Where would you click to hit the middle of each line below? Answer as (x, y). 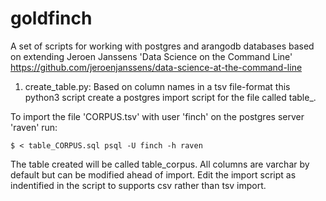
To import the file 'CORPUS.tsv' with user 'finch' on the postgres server (157, 116)
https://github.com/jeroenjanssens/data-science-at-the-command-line (156, 67)
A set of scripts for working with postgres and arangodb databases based (162, 46)
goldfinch (51, 18)
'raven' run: (34, 127)
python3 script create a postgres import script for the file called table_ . (170, 97)
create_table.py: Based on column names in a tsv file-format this (157, 86)
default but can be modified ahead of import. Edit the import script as (153, 174)
